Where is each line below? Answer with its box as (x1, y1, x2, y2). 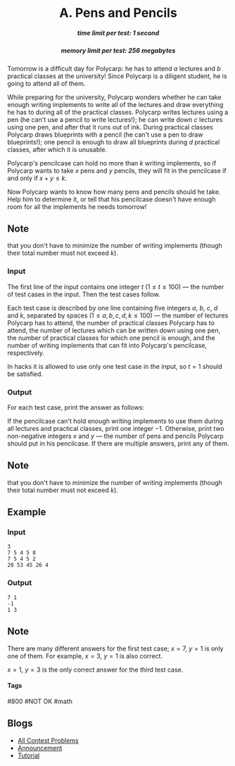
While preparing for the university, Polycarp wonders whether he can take (7, 93, 222, 101)
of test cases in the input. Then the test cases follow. (7, 290, 160, 299)
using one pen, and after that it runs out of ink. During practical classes (7, 123, 213, 131)
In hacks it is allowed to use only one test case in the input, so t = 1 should (7, 362, 223, 370)
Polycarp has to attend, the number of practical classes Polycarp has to (7, 318, 215, 327)
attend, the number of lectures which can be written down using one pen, (7, 326, 220, 334)
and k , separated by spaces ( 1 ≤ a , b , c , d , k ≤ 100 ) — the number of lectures (7, 311, 229, 320)
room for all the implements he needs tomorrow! (7, 202, 147, 211)
